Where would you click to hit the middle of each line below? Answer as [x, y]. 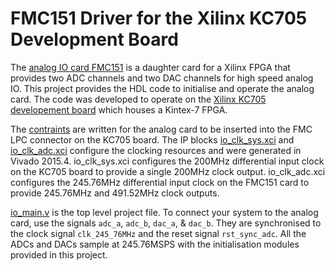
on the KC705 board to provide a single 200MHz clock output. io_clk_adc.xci [168, 171]
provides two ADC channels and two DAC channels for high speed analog [162, 78]
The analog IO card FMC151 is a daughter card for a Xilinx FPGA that [150, 67]
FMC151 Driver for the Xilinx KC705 [159, 18]
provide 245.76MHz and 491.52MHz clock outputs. [115, 193]
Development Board [94, 39]
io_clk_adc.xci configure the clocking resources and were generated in [156, 150]
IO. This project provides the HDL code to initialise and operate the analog [162, 88]
